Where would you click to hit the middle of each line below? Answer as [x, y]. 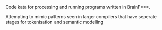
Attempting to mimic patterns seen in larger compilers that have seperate [81, 17]
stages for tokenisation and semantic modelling [55, 22]
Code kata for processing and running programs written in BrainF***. [78, 7]
